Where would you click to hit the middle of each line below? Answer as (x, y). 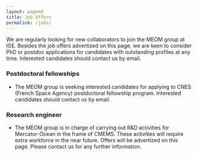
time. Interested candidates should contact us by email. (74, 58)
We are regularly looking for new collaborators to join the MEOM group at (95, 40)
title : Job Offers (29, 17)
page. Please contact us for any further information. (78, 147)
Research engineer (34, 114)
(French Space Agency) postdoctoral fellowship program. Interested (98, 93)
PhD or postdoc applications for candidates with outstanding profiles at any (98, 52)
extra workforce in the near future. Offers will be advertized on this (96, 140)
